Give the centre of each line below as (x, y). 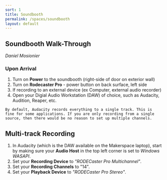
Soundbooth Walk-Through (48, 44)
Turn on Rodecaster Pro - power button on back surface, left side (80, 85)
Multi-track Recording (40, 134)
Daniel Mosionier (22, 56)
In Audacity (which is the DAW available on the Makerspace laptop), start (87, 146)
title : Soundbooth (24, 14)
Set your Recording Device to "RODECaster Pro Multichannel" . (77, 162)
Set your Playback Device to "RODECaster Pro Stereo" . (69, 172)
